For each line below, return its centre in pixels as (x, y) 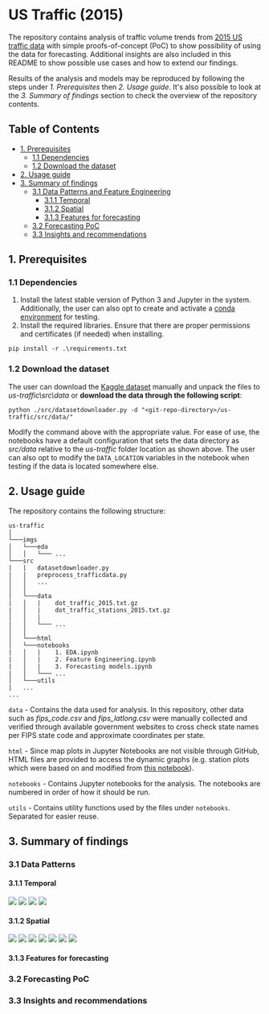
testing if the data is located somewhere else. (84, 466)
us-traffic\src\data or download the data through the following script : (125, 395)
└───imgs (23, 540)
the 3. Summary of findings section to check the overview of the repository (133, 95)
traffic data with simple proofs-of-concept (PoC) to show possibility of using (134, 45)
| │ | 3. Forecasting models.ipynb (80, 666)
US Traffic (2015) (66, 15)
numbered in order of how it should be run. (79, 792)
